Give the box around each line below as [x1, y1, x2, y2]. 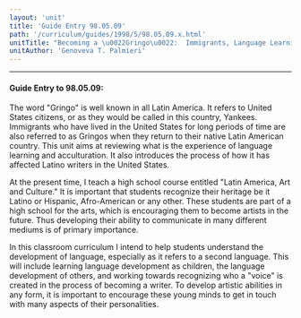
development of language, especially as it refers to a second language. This [9, 252, 289, 262]
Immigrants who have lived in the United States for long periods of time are [9, 122, 287, 133]
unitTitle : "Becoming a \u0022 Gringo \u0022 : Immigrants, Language [9, 38, 267, 47]
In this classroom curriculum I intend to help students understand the [9, 242, 264, 253]
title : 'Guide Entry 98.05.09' [9, 21, 126, 30]
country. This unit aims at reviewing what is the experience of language [9, 141, 273, 151]
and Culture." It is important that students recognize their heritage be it [9, 186, 271, 197]
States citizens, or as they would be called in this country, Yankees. [9, 112, 258, 123]
